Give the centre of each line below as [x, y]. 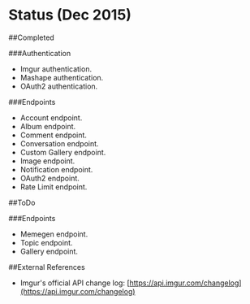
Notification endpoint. [56, 169]
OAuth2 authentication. [59, 86]
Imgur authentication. [56, 69]
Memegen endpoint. [54, 234]
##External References [47, 267]
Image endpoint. [47, 161]
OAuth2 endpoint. [50, 178]
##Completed [31, 37]
